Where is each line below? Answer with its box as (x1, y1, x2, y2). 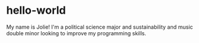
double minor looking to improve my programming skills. (6, 29, 146, 36)
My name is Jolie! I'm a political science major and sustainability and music (6, 23, 194, 30)
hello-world (6, 4, 67, 17)
